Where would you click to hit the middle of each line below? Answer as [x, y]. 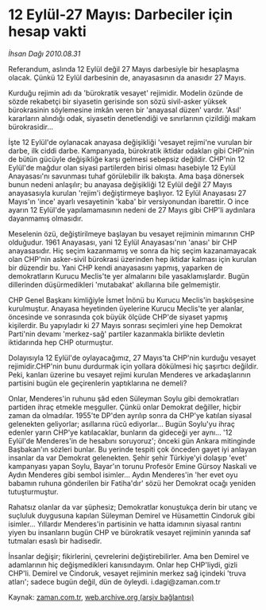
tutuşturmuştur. [33, 491]
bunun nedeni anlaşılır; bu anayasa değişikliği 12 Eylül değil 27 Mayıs [120, 184]
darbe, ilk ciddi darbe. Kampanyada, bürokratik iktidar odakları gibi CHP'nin [131, 151]
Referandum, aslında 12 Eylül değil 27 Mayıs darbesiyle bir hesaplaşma [124, 68]
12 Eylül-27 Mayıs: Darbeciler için [120, 15]
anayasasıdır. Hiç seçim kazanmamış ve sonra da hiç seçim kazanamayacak [132, 250]
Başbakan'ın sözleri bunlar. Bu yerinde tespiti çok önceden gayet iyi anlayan [132, 449]
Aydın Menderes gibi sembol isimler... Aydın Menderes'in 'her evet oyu [123, 475]
